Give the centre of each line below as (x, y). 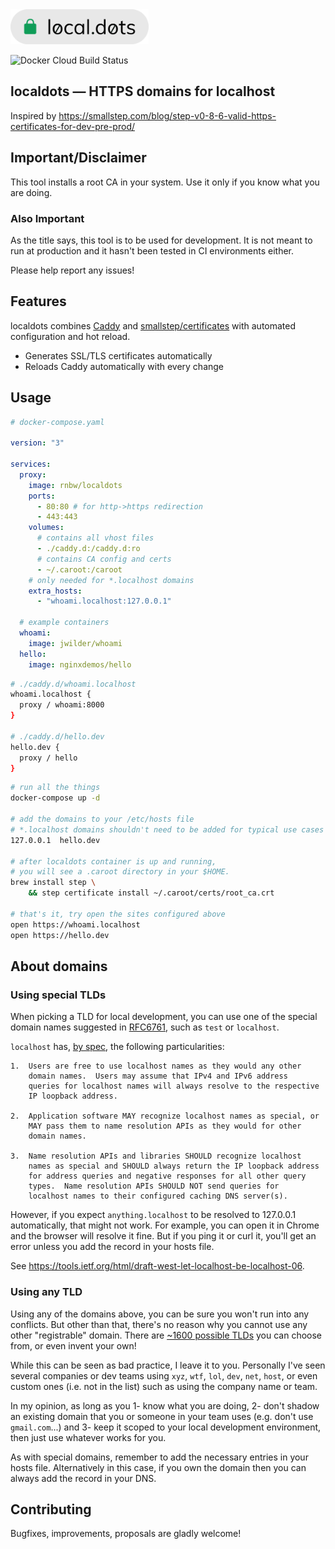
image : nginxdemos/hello (80, 664)
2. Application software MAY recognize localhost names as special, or (165, 1116)
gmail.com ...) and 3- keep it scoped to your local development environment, (166, 1427)
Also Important (47, 218)
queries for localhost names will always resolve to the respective (174, 1086)
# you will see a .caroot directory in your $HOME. (120, 872)
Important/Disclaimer (78, 158)
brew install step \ (53, 883)
